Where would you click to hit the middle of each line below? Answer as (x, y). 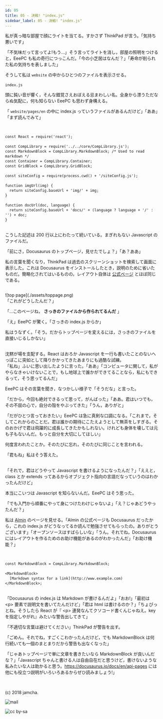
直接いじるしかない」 (26, 338)
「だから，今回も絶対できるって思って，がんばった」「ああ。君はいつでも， (80, 399)
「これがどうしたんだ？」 (31, 301)
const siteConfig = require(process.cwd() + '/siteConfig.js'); (72, 176)
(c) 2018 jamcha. (22, 693)
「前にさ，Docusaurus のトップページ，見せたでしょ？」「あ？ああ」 (74, 252)
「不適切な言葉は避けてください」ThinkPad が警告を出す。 (64, 627)
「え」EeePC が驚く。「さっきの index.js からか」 (54, 322)
